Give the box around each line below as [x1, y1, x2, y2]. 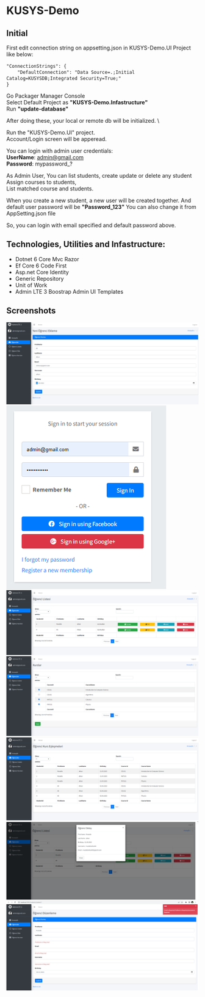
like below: [6, 51, 34, 58]
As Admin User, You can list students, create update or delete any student [6, 172, 192, 179]
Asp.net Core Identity [15, 268, 69, 275]
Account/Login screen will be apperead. [6, 136, 107, 142]
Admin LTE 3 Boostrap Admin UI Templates [15, 288, 124, 295]
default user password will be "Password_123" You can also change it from [6, 203, 196, 211]
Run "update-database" [6, 105, 69, 112]
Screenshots [6, 306, 56, 316]
